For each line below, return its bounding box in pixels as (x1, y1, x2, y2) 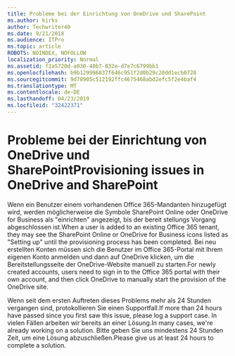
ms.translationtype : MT (7, 82, 77, 89)
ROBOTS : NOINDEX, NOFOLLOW (7, 50, 87, 57)
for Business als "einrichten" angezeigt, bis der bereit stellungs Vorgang (7, 215, 216, 224)
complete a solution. (7, 341, 67, 349)
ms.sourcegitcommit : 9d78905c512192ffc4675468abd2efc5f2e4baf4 (7, 75, 197, 83)
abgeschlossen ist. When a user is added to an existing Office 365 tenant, (7, 222, 220, 231)
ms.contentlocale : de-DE (7, 89, 80, 96)
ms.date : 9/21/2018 (7, 30, 65, 37)
